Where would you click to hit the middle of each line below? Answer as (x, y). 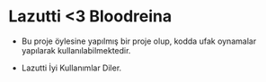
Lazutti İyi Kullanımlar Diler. (71, 68)
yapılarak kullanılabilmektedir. (76, 50)
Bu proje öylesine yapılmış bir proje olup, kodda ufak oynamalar (139, 41)
